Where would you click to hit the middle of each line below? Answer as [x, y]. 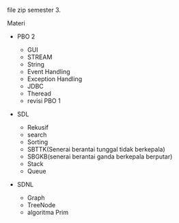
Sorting [38, 142]
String [36, 64]
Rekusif [38, 127]
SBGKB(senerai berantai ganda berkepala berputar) [100, 156]
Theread [39, 93]
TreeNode [41, 205]
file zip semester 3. [34, 10]
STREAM [40, 57]
